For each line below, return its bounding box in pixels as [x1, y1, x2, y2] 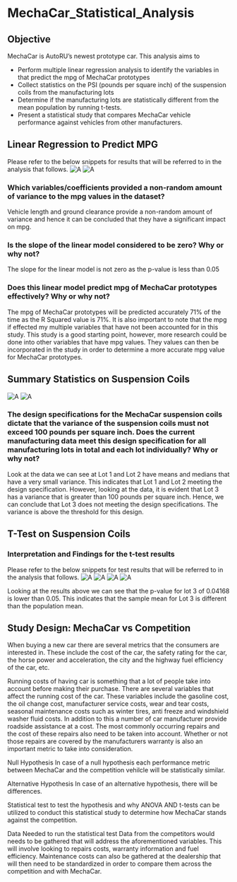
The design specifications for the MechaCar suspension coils [7, 410, 223, 419]
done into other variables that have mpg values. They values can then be [7, 337, 219, 346]
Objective [7, 33, 51, 45]
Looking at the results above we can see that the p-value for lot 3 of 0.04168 [7, 586, 230, 595]
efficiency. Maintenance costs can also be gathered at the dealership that [7, 852, 221, 861]
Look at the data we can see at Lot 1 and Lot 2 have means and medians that [7, 470, 230, 478]
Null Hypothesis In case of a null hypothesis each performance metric [7, 758, 210, 767]
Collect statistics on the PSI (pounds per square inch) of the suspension [17, 81, 227, 89]
